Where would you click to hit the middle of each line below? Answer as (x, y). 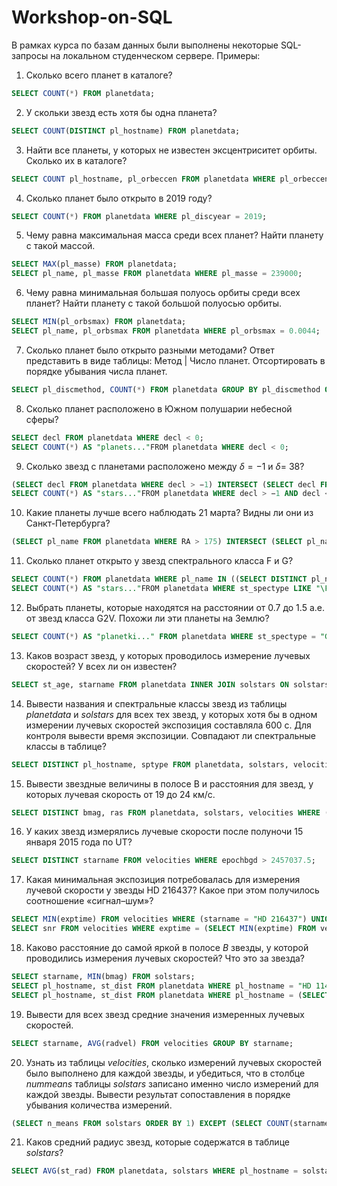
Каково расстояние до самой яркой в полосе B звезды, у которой (167, 948)
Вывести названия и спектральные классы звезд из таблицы (156, 703)
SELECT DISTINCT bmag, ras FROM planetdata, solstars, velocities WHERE (166, 812)
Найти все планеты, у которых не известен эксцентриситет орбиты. (171, 150)
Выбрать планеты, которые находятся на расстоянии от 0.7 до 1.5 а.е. (175, 607)
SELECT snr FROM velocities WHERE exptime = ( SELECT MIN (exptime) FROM (163, 929)
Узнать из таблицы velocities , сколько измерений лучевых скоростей (173, 1062)
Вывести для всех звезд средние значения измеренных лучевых (165, 1014)
